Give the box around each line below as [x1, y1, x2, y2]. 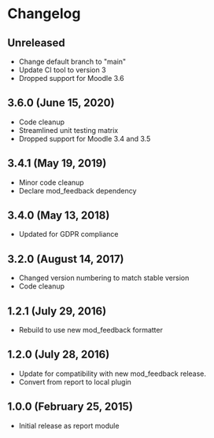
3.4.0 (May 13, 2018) [7, 209, 110, 223]
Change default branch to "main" [18, 57, 127, 66]
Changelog [7, 5, 81, 23]
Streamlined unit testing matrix [18, 125, 119, 134]
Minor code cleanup [18, 178, 84, 187]
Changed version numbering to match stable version [18, 273, 190, 283]
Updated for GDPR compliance [18, 230, 119, 239]
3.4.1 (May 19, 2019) [7, 156, 107, 170]
